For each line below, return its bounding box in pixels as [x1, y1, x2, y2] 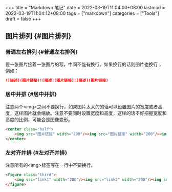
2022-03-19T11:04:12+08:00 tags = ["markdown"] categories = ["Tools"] [5, 10, 160, 16]
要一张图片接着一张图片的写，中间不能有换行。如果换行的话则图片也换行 [5, 61, 158, 67]
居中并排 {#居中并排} [5, 91, 57, 98]
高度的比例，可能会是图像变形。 [5, 116, 73, 122]
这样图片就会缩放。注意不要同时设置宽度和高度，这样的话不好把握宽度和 [14, 110, 167, 116]
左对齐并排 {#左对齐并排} [5, 149, 68, 157]
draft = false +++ [5, 16, 41, 22]
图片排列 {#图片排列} [5, 32, 72, 41]
